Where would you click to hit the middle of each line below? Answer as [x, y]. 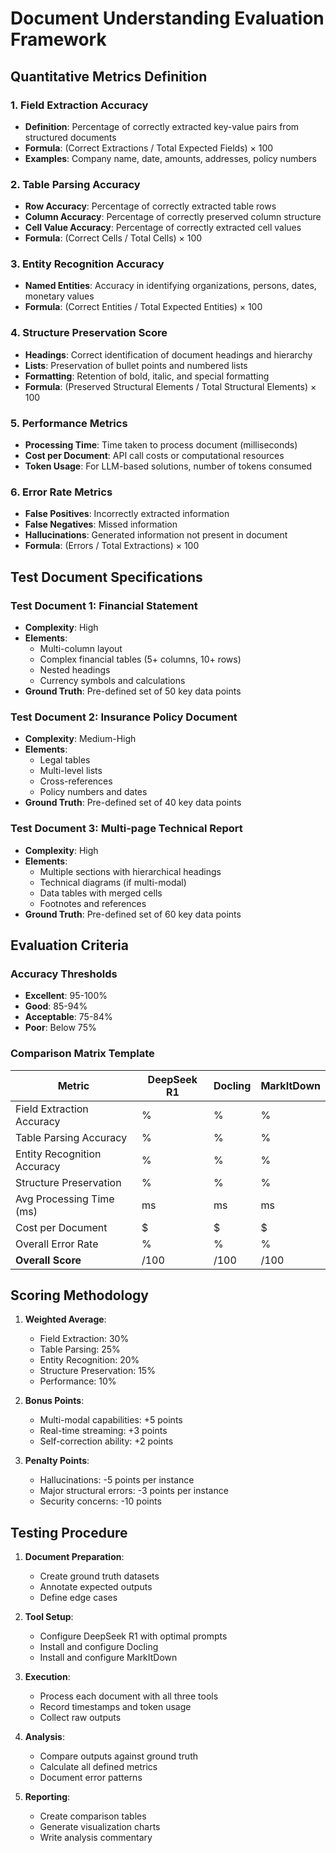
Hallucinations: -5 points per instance [117, 1480]
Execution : [47, 1677]
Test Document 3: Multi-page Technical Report [126, 829]
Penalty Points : [57, 1461]
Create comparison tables [93, 1816]
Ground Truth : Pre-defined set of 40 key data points [133, 803]
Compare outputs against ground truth [119, 1756]
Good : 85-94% [56, 1006]
